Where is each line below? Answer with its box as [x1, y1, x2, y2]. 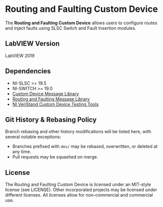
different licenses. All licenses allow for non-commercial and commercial [5, 192, 153, 198]
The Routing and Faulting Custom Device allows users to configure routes [5, 20, 158, 26]
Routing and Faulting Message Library [12, 96, 90, 102]
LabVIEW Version [5, 40, 60, 48]
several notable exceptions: [5, 134, 61, 140]
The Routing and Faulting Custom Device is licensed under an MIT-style [5, 182, 152, 188]
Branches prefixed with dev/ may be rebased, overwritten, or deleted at [12, 144, 158, 150]
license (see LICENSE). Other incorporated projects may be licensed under [5, 187, 158, 193]
